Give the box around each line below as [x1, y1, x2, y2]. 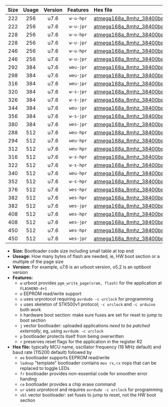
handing [19, 376, 37, 382]
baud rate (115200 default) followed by [12, 349, 92, 355]
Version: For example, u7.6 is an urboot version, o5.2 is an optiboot [12, 264, 151, 270]
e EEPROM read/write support [19, 291, 81, 297]
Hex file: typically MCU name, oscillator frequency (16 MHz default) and [12, 344, 161, 350]
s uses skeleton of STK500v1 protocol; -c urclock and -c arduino [19, 301, 156, 307]
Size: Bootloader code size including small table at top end [12, 248, 134, 254]
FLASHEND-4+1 [19, 286, 47, 291]
